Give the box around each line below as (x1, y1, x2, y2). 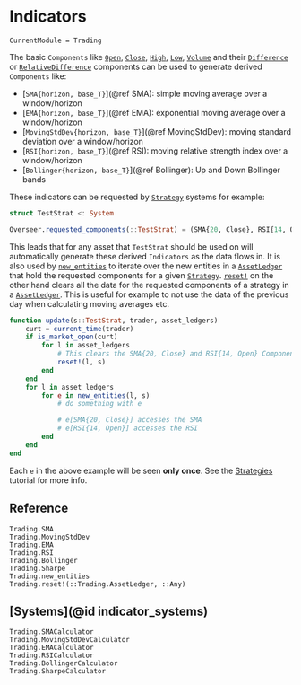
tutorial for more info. (9, 474, 88, 486)
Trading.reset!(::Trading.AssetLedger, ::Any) (9, 579, 186, 589)
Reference (9, 501, 69, 516)
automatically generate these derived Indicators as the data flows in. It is (9, 250, 280, 261)
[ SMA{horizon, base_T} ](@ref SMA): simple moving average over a (21, 88, 268, 99)
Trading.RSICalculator (9, 651, 94, 661)
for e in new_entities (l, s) (41, 391, 150, 400)
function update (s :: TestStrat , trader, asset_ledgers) (9, 316, 219, 325)
